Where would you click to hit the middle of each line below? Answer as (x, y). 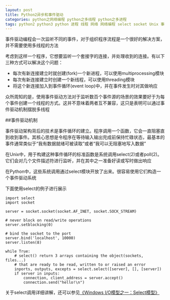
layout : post (19, 10)
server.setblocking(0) (29, 225)
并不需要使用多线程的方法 (32, 46)
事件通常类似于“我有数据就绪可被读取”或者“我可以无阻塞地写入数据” (76, 144)
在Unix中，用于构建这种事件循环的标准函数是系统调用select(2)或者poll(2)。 (83, 155)
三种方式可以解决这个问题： (34, 63)
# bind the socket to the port (38, 234)
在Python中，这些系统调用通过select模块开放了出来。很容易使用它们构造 (81, 172)
